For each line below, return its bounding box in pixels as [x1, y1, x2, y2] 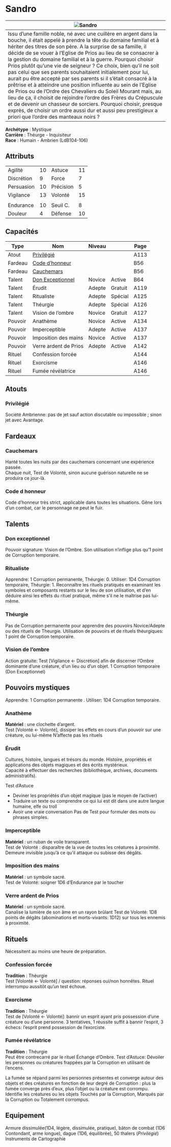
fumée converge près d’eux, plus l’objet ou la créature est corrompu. [5, 1085, 149, 1091]
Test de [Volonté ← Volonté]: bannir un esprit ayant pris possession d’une [5, 1013, 159, 1019]
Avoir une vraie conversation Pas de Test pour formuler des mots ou [12, 809, 156, 815]
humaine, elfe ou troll [12, 803, 58, 810]
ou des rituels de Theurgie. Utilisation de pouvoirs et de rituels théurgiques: [5, 628, 164, 634]
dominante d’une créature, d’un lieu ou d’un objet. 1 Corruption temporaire [5, 663, 160, 669]
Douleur [8, 210, 27, 217]
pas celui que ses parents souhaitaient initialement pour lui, [8, 68, 150, 76]
